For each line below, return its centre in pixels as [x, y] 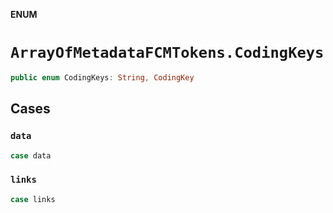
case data [31, 155]
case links [33, 199]
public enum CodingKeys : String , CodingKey [102, 77]
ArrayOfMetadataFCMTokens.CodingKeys [167, 53]
